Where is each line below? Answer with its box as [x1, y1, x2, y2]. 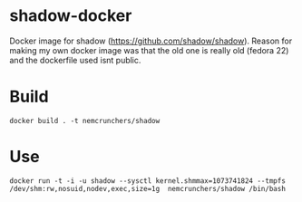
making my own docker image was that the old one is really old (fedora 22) [9, 44, 289, 55]
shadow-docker [9, 5, 132, 26]
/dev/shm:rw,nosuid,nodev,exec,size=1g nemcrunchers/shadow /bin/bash [9, 184, 286, 193]
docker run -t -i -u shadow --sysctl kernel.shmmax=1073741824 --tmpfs [9, 176, 286, 186]
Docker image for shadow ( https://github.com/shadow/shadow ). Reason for [9, 35, 293, 46]
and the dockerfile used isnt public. [9, 54, 141, 65]
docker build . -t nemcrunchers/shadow [9, 116, 161, 125]
